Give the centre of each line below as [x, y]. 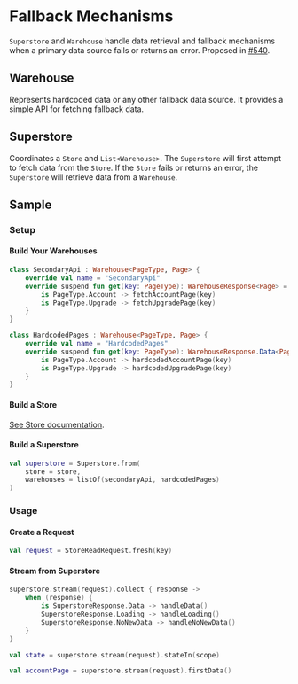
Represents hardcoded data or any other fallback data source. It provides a [146, 99]
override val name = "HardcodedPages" [97, 344]
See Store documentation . [57, 424]
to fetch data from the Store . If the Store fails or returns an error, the [134, 167]
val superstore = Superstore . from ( [75, 463]
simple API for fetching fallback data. [77, 109]
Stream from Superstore [55, 571]
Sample [31, 204]
